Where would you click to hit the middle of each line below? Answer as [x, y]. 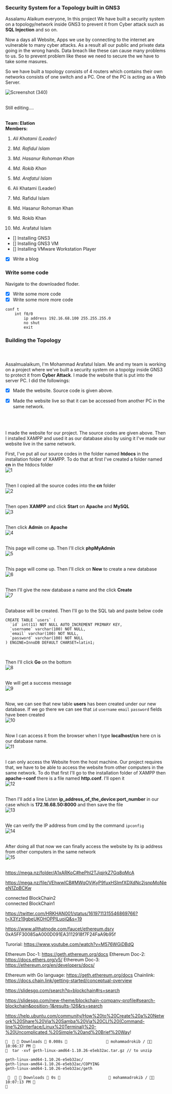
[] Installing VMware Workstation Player [54, 249]
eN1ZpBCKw [18, 888]
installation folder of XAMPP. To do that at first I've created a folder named [84, 459]
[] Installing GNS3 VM [36, 243]
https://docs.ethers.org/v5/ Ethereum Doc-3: [52, 960]
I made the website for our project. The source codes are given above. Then [86, 433]
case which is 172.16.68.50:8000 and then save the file [64, 805]
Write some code [27, 273]
